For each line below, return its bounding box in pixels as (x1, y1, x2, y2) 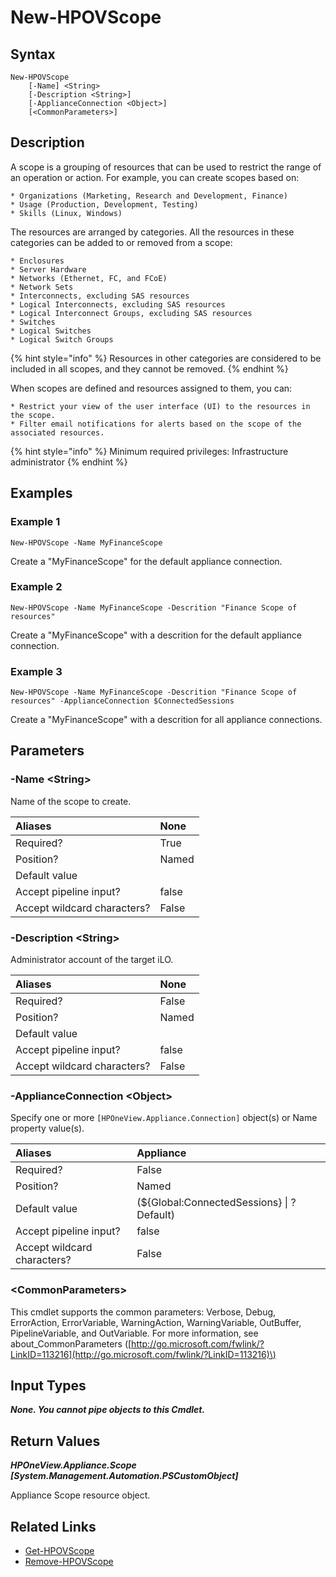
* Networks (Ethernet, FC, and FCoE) (10, 273, 168, 283)
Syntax (10, 46, 56, 63)
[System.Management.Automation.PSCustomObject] (10, 1470, 239, 1482)
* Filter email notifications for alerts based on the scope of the (10, 419, 302, 429)
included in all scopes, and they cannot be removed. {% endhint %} (10, 362, 289, 375)
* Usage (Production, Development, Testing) (10, 199, 199, 210)
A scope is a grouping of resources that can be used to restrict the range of (10, 161, 322, 173)
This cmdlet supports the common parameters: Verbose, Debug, (10, 1306, 277, 1318)
